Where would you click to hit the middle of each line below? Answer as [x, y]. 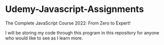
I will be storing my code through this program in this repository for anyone [82, 32]
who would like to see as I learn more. [44, 38]
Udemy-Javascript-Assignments [74, 9]
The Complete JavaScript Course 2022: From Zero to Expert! [68, 23]
